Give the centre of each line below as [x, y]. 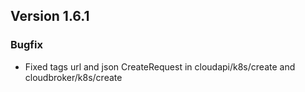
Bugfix [26, 45]
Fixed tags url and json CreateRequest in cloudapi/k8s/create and [160, 66]
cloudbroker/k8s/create [73, 77]
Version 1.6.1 [50, 16]
